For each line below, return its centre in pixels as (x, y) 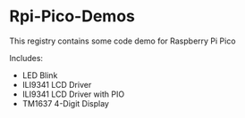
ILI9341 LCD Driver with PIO (73, 94)
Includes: (26, 58)
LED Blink (40, 75)
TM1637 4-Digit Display (66, 103)
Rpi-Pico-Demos (72, 16)
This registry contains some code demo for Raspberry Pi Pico (122, 41)
